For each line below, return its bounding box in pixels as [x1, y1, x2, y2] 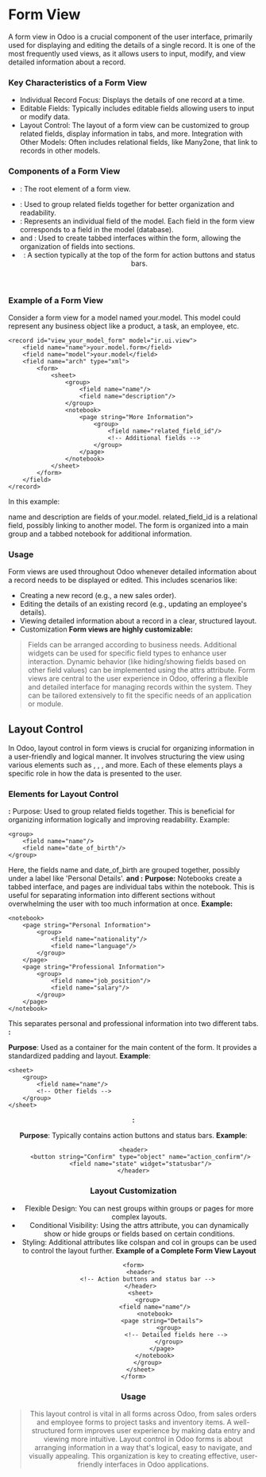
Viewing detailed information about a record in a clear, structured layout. [19, 616, 257, 626]
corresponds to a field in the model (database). [19, 224, 174, 234]
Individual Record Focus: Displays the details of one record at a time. [19, 95, 245, 105]
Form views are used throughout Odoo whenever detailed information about [8, 567, 257, 577]
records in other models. [19, 146, 101, 156]
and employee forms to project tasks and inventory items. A [37, 1417, 232, 1427]
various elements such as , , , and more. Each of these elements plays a [8, 760, 243, 770]
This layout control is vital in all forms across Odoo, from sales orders [29, 1409, 256, 1418]
